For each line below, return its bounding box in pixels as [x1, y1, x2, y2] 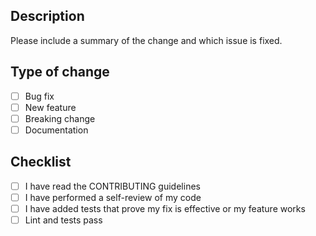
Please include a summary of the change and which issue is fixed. [10, 34, 283, 46]
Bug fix [24, 90, 55, 102]
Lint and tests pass [24, 214, 103, 226]
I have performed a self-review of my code [24, 191, 202, 203]
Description [10, 8, 85, 25]
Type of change [10, 64, 110, 81]
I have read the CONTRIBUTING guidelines [24, 180, 201, 192]
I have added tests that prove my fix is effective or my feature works [24, 202, 306, 214]
